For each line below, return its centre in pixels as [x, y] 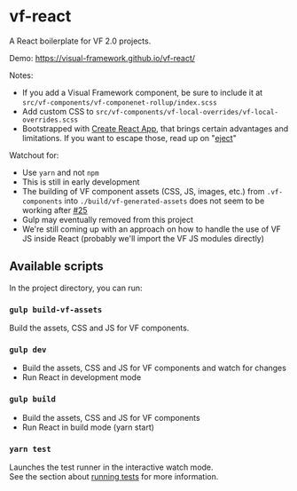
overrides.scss [50, 120]
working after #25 [55, 210]
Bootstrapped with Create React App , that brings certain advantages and [155, 128]
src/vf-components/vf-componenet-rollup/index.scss [119, 103]
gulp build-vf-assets [56, 309]
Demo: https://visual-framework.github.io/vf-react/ [102, 58]
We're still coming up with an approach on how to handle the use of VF [152, 229]
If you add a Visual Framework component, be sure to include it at [142, 92]
